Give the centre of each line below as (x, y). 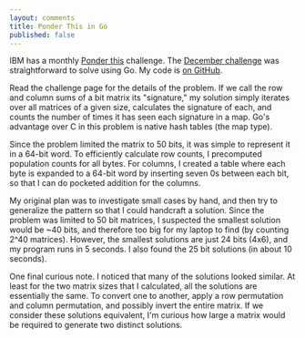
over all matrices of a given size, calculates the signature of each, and (141, 108)
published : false (42, 35)
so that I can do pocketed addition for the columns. (105, 183)
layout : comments (42, 18)
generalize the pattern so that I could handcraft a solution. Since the (137, 211)
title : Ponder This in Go (58, 26)
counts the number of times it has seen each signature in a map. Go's (140, 117)
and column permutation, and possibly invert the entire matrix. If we (137, 305)
